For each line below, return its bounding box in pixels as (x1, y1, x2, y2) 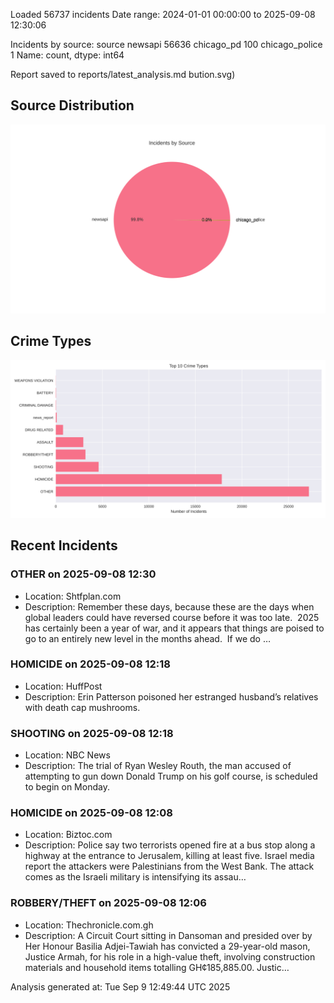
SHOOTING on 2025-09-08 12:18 (10, 726, 174, 740)
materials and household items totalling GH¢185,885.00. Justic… (24, 961, 290, 973)
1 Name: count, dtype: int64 (10, 49, 125, 61)
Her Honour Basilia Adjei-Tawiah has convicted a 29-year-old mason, (24, 940, 311, 952)
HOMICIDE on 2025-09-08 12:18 (10, 657, 171, 671)
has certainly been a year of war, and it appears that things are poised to (24, 622, 325, 634)
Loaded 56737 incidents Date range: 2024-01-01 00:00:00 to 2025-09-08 (10, 9, 316, 20)
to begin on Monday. (24, 781, 110, 793)
